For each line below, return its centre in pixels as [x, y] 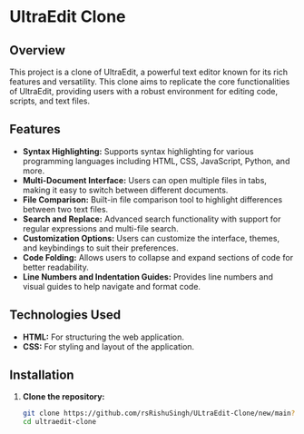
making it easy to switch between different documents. [125, 190]
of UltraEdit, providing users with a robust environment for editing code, [144, 91]
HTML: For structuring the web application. [103, 337]
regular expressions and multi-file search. [100, 228]
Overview [38, 50]
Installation [42, 375]
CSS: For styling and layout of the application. [108, 346]
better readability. [55, 267]
